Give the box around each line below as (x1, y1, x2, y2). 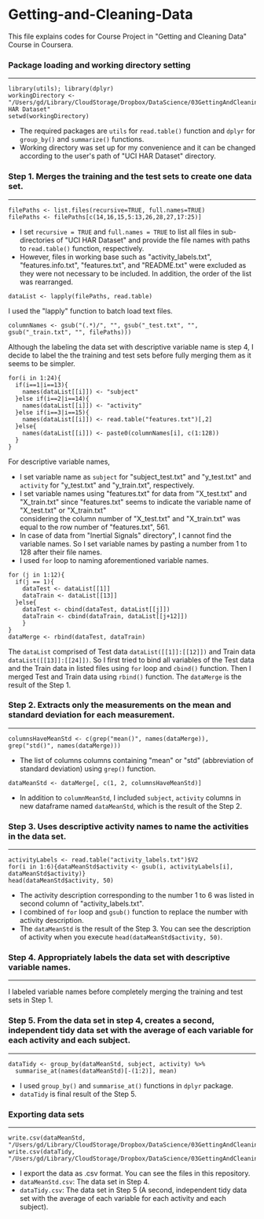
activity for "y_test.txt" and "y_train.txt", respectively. (19, 480, 195, 490)
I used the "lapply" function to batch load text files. (8, 306, 173, 316)
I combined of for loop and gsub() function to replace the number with (19, 907, 248, 917)
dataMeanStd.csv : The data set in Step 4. (19, 1177, 150, 1187)
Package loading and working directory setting (8, 59, 191, 70)
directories (19, 235, 55, 245)
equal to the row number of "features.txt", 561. (19, 522, 170, 532)
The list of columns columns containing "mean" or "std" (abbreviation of (19, 755, 254, 765)
